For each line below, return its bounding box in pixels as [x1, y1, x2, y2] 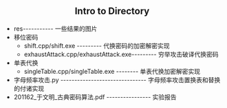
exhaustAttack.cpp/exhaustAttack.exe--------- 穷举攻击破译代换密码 [23, 50, 219, 58]
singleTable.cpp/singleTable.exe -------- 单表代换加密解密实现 [23, 67, 201, 75]
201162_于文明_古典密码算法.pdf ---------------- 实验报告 [13, 92, 177, 101]
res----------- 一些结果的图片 [13, 24, 98, 33]
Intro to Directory [74, 5, 150, 17]
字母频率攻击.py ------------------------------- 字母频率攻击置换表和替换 [13, 75, 221, 84]
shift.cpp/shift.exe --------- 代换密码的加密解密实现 [23, 41, 170, 50]
